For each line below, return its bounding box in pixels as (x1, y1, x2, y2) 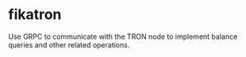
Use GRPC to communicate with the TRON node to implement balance (8, 32, 238, 41)
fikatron (8, 6, 62, 24)
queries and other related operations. (8, 40, 130, 49)
